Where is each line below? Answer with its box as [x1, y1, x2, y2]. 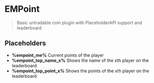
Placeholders [4, 39, 46, 48]
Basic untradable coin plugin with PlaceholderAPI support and [16, 20, 142, 26]
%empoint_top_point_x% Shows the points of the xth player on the [11, 68, 150, 74]
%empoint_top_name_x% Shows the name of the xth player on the [11, 57, 149, 63]
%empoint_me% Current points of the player [11, 52, 104, 58]
